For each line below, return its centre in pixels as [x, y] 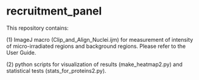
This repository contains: [37, 28]
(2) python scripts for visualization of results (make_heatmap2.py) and [94, 64]
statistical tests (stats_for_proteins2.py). [56, 70]
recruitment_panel [54, 11]
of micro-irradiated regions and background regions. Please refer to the [96, 46]
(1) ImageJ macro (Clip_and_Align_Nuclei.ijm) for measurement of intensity [100, 39]
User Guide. [21, 52]
